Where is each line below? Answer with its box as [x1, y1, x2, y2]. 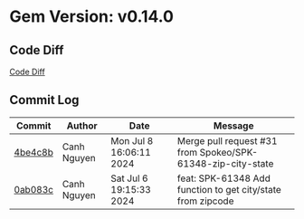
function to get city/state [176, 183, 282, 195]
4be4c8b [14, 146, 54, 158]
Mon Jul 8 [110, 134, 154, 147]
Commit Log [9, 92, 80, 108]
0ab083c [14, 183, 54, 195]
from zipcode [176, 195, 234, 207]
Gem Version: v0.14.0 [9, 6, 175, 27]
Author [66, 119, 98, 132]
